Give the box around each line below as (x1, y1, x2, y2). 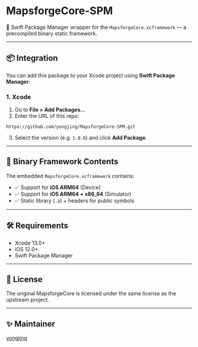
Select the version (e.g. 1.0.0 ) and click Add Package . (14, 134, 147, 141)
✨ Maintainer (6, 319, 55, 329)
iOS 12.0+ (14, 246, 38, 253)
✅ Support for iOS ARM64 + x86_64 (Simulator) (14, 190, 131, 197)
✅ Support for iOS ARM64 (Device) (14, 184, 101, 191)
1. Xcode (6, 92, 31, 101)
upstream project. (6, 296, 49, 303)
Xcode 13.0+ (14, 239, 45, 246)
